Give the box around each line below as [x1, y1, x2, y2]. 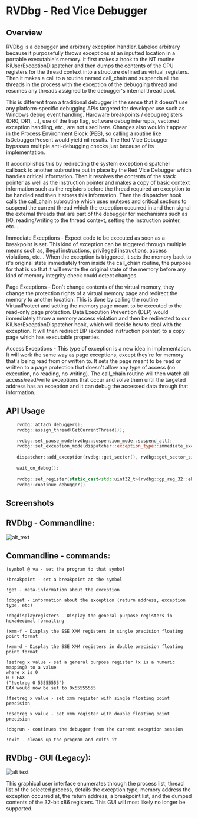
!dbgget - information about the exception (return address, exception [6, 597, 186, 603]
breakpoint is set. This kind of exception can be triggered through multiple [6, 241, 187, 247]
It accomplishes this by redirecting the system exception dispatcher [6, 161, 171, 167]
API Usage [6, 406, 45, 416]
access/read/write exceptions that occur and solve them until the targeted [6, 377, 186, 383]
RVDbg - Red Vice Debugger [6, 4, 148, 18]
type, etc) [6, 603, 33, 608]
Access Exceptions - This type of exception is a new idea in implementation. [6, 345, 192, 352]
